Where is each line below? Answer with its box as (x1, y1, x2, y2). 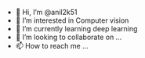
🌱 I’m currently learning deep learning (15, 24, 138, 33)
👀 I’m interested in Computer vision (15, 16, 129, 25)
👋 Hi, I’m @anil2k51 (15, 8, 78, 16)
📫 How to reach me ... (15, 42, 89, 50)
